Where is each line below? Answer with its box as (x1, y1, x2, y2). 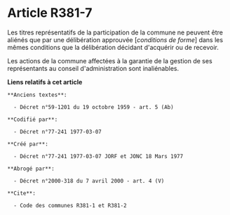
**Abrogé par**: (7, 165, 55, 172)
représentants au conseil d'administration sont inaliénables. (7, 64, 180, 72)
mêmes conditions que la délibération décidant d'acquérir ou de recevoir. (7, 43, 219, 51)
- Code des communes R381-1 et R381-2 (13, 202, 128, 209)
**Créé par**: (7, 141, 49, 148)
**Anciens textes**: (7, 91, 68, 98)
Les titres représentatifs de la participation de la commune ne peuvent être (7, 28, 223, 37)
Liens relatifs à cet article (7, 77, 83, 86)
